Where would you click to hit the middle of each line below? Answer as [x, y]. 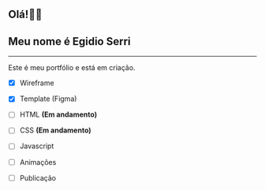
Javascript [37, 146]
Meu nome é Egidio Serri [70, 41]
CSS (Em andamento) [56, 130]
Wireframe [37, 83]
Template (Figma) [48, 99]
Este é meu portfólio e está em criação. [72, 68]
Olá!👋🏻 [25, 15]
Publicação [38, 177]
